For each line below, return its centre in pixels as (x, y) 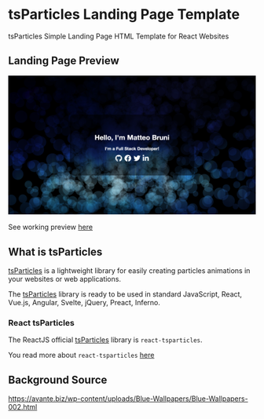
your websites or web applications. (65, 279)
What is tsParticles (55, 251)
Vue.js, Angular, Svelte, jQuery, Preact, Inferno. (84, 303)
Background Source (58, 379)
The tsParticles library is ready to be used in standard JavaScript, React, (125, 294)
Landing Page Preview (64, 61)
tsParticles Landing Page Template (124, 15)
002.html (23, 407)
